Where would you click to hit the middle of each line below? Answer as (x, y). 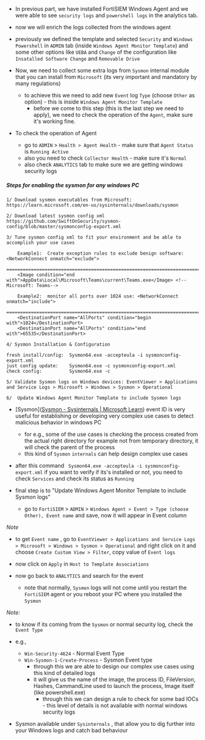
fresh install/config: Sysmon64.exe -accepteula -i (75, 355)
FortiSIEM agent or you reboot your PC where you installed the (103, 594)
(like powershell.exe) (59, 692)
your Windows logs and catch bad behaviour (71, 730)
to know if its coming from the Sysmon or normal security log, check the (104, 624)
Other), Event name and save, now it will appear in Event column (106, 515)
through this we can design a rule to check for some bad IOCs (120, 699)
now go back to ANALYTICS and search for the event (79, 575)
